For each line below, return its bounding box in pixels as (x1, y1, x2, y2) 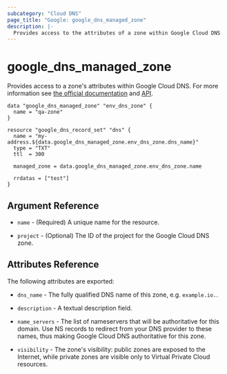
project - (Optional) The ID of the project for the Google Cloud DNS (17, 232, 210, 239)
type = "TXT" (13, 145, 51, 152)
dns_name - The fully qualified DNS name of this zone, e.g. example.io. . (17, 291, 219, 299)
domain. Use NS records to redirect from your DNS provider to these (17, 324, 213, 333)
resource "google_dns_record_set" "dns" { (7, 127, 131, 134)
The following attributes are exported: (7, 277, 115, 285)
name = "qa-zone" (13, 108, 63, 116)
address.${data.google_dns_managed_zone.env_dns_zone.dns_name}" (7, 139, 199, 146)
